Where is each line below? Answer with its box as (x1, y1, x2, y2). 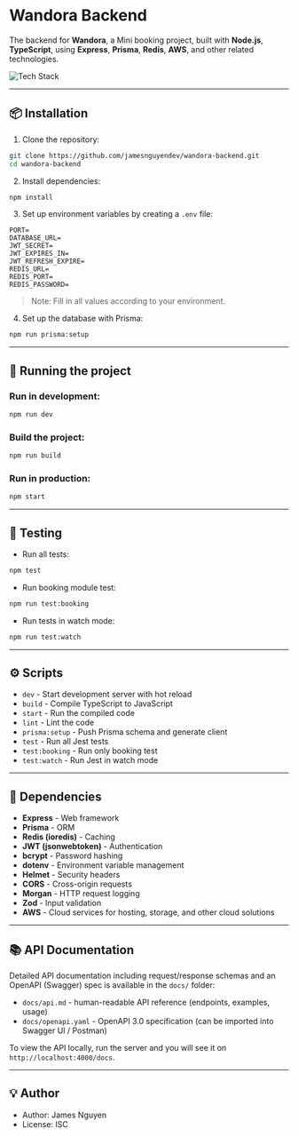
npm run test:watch (9, 632, 82, 641)
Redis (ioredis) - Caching (21, 831, 115, 842)
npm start (9, 492, 46, 502)
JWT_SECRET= (9, 242, 53, 250)
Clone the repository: (21, 134, 100, 145)
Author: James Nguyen (21, 1109, 107, 1120)
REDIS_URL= (9, 265, 50, 274)
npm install (9, 193, 53, 202)
